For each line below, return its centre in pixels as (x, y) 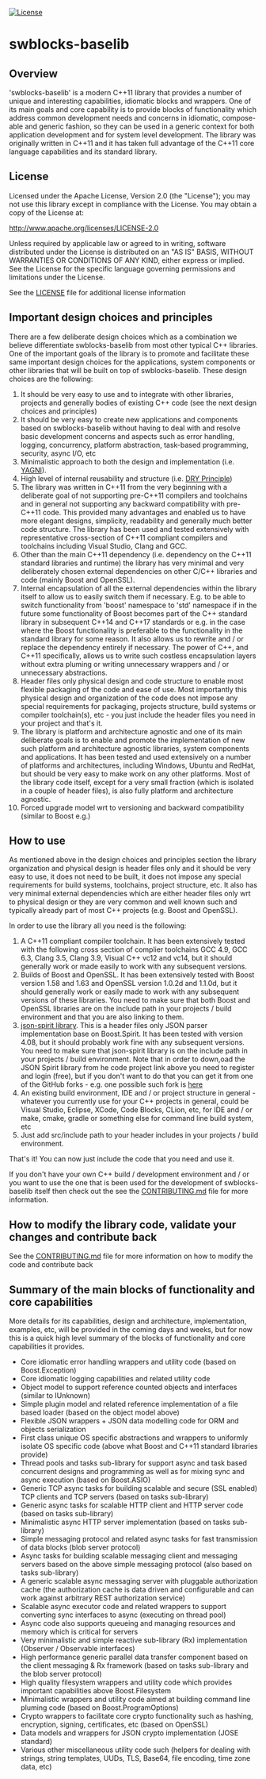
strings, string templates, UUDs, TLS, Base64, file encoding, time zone (135, 1758)
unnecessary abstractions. (64, 672)
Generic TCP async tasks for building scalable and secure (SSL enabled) (139, 1488)
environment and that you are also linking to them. (102, 1017)
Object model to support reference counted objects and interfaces (129, 1387)
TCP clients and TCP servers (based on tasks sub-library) (114, 1497)
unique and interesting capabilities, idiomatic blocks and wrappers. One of (130, 101)
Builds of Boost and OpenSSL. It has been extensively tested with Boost (137, 975)
